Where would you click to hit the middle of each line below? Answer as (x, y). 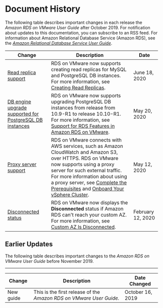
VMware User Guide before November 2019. (49, 261)
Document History (43, 9)
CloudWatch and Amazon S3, (84, 152)
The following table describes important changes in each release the (73, 22)
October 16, (139, 292)
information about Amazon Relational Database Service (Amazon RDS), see (80, 38)
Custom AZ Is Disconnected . (83, 227)
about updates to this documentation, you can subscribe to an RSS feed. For (81, 33)
